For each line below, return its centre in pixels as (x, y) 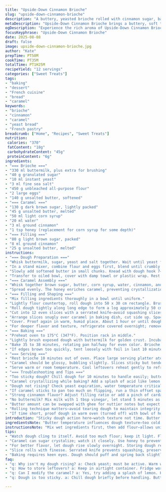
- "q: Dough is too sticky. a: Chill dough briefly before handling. (78, 478)
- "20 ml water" (22, 221)
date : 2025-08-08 (23, 38)
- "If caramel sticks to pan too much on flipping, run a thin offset (79, 390)
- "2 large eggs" (23, 193)
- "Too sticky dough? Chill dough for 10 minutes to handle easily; (77, 377)
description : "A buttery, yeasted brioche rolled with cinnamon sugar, (80, 19)
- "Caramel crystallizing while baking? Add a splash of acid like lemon (83, 381)
